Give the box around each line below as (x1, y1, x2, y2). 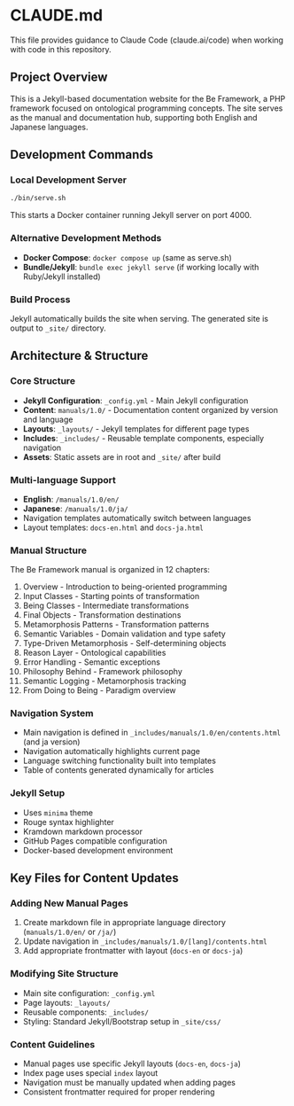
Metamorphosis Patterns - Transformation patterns (22, 619, 210, 630)
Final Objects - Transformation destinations (22, 610, 182, 620)
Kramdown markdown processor (22, 826, 143, 837)
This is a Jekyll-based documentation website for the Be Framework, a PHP (10, 93, 286, 104)
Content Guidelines (10, 1038, 96, 1050)
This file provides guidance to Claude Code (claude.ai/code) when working (10, 35, 284, 45)
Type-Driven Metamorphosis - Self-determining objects (22, 638, 227, 649)
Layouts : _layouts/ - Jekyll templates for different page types (22, 423, 250, 434)
